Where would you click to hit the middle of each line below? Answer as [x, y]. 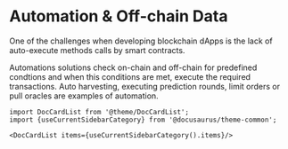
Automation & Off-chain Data [119, 16]
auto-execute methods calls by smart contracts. [97, 50]
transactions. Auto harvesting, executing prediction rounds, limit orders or [145, 86]
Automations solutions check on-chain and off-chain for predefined [133, 67]
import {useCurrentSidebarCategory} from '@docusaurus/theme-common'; [143, 120]
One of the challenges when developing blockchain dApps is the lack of [141, 41]
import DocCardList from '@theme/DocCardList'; [99, 112]
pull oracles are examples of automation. [84, 96]
